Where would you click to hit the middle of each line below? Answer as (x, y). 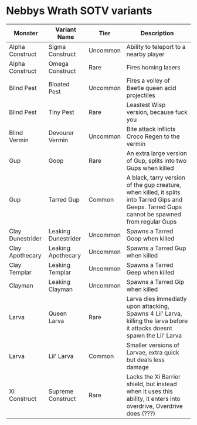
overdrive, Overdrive (154, 406)
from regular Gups (152, 222)
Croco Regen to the (153, 136)
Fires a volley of (148, 81)
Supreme (61, 391)
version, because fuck (157, 112)
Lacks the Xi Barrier (153, 376)
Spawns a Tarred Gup (156, 248)
